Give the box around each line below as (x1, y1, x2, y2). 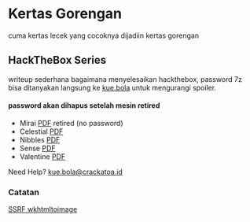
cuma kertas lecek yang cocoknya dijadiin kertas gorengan (8, 31, 199, 40)
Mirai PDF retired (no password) (19, 118, 123, 128)
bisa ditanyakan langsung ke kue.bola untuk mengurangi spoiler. (8, 83, 217, 92)
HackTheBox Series (8, 54, 107, 67)
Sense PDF (19, 143, 57, 153)
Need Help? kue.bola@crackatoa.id (8, 167, 123, 176)
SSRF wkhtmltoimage (8, 205, 78, 214)
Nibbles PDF (19, 135, 61, 144)
